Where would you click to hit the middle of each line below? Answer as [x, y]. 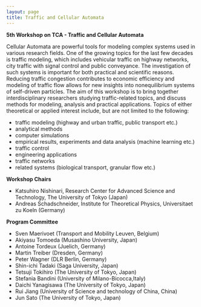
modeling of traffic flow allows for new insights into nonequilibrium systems [100, 85]
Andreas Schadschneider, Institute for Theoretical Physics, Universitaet [104, 204]
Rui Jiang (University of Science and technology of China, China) [96, 291]
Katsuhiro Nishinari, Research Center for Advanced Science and [95, 190]
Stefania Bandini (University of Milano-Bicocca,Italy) [80, 278]
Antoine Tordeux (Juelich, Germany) [60, 246]
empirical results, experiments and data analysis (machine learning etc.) [105, 141]
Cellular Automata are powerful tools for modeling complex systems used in [101, 47]
